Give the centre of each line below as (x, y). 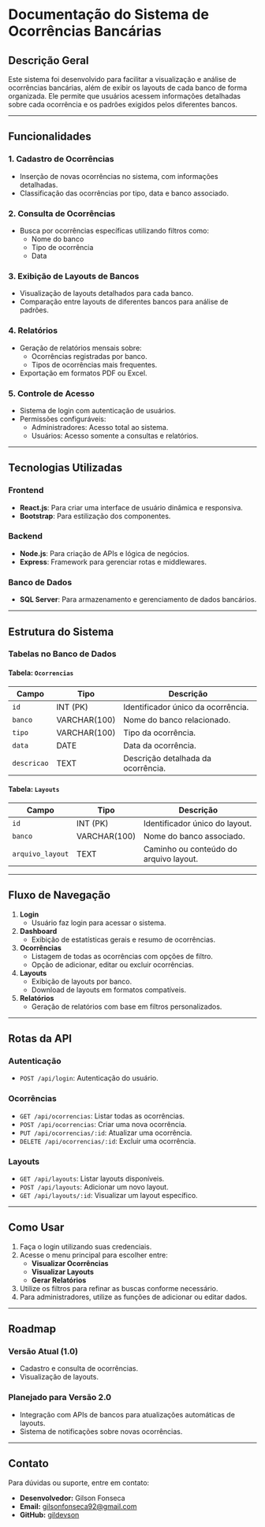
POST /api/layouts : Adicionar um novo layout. (94, 1187)
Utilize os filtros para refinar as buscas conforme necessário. (119, 1288)
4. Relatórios (33, 330)
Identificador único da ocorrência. (186, 707)
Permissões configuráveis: (63, 419)
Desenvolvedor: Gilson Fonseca (72, 1498)
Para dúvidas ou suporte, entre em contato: (79, 1482)
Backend (26, 536)
